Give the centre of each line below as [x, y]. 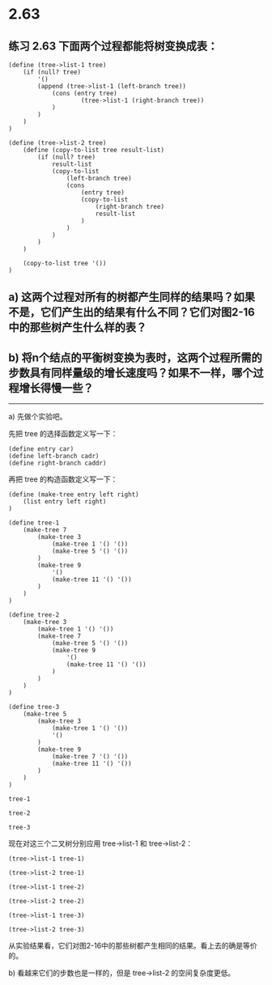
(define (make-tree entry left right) [74, 495]
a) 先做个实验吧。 [38, 417]
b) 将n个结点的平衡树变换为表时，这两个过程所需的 [135, 357]
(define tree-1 [34, 523]
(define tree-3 [34, 707]
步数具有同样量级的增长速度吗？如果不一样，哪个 [131, 373]
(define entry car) [41, 449]
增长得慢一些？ [56, 388]
